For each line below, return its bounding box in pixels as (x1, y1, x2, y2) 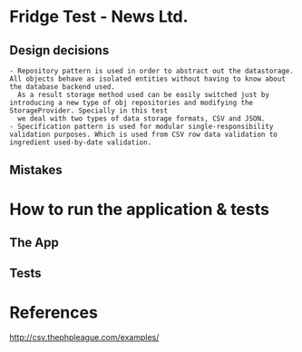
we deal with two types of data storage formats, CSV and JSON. (17, 114, 266, 123)
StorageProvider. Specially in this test (9, 106, 169, 115)
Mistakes (9, 162, 63, 178)
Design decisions (9, 43, 110, 58)
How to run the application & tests (9, 199, 270, 220)
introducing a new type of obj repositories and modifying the (9, 98, 254, 107)
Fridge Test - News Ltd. (9, 6, 189, 27)
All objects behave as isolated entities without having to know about (9, 74, 286, 83)
